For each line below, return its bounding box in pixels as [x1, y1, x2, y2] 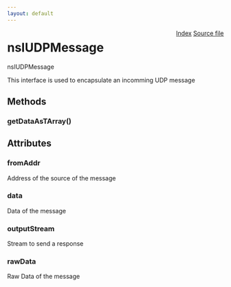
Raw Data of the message [7, 273, 80, 281]
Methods [7, 96, 47, 107]
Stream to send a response [7, 240, 84, 248]
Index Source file [176, 29, 224, 37]
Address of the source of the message [7, 173, 116, 182]
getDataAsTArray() [7, 116, 72, 126]
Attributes [7, 138, 52, 149]
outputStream [7, 224, 55, 233]
